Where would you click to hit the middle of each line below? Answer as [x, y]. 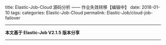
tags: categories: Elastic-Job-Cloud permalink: [58, 13]
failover [13, 18]
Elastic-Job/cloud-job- [130, 13]
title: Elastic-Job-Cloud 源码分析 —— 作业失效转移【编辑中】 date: [73, 7]
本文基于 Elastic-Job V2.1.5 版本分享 [42, 33]
